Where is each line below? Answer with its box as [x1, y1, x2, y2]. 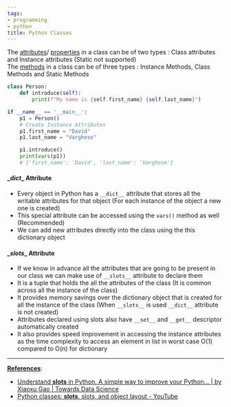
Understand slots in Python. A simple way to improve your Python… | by [16, 377, 222, 386]
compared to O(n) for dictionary [16, 344, 108, 353]
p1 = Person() [19, 115, 60, 122]
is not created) [16, 308, 59, 316]
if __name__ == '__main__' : [7, 108, 88, 115]
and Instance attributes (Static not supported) [7, 56, 137, 64]
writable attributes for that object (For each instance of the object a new [16, 197, 221, 205]
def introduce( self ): [19, 90, 81, 97]
